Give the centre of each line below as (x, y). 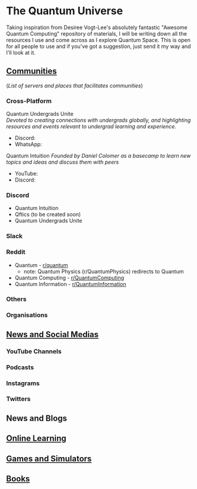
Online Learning (36, 438)
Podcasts (20, 367)
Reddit (16, 252)
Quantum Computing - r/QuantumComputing (69, 278)
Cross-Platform (29, 101)
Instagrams (23, 383)
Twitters (18, 399)
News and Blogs (36, 418)
